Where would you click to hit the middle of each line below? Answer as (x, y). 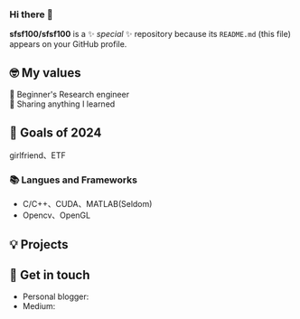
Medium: (39, 306)
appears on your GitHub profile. (68, 44)
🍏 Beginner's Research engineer (69, 95)
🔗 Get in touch (50, 275)
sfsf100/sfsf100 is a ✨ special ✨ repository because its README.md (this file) (150, 34)
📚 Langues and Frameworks (74, 180)
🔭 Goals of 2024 (56, 132)
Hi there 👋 (32, 14)
